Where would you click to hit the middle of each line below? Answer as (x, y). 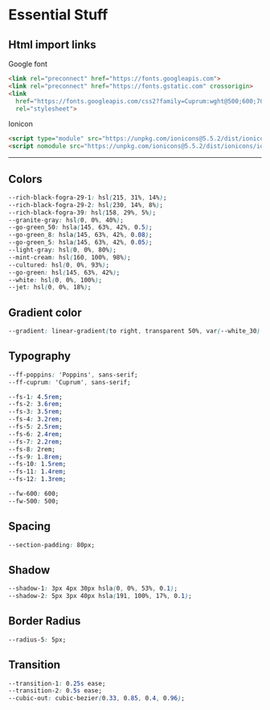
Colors (25, 179)
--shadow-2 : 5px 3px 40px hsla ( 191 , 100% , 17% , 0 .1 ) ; (100, 596)
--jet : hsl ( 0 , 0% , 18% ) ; (50, 288)
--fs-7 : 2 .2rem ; (35, 442)
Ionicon (21, 124)
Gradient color (45, 312)
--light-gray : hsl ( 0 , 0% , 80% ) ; (62, 250)
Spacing (29, 527)
